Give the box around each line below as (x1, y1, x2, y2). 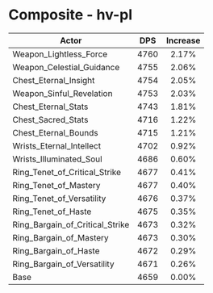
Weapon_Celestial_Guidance (12, 61, 120, 73)
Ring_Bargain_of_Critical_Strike (12, 219, 130, 230)
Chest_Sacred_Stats (12, 114, 89, 125)
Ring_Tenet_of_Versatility (12, 192, 106, 203)
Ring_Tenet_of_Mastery (12, 179, 101, 190)
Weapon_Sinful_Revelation (12, 87, 113, 98)
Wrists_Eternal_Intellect (12, 140, 102, 151)
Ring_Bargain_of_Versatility (12, 258, 115, 270)
